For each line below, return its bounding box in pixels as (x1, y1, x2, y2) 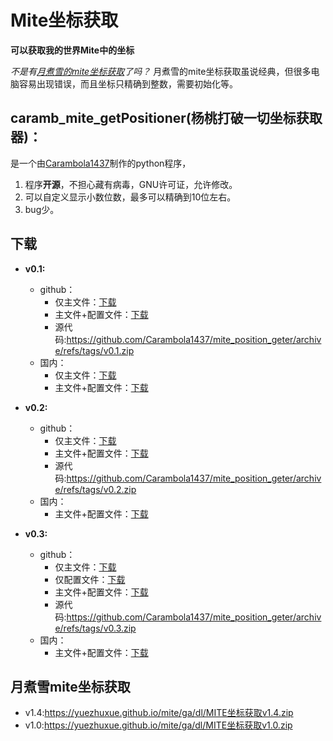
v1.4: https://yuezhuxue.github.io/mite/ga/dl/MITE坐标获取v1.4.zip (24, 707, 294, 719)
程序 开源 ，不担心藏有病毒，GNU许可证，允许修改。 (24, 178, 238, 190)
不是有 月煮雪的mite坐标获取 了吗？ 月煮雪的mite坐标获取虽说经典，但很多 (10, 65, 312, 77)
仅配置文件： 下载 (54, 573, 126, 585)
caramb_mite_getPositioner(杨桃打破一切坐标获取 (10, 110, 323, 127)
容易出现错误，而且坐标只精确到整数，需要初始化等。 (18, 77, 238, 90)
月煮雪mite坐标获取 (10, 678, 131, 695)
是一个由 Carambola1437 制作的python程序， (10, 157, 192, 169)
